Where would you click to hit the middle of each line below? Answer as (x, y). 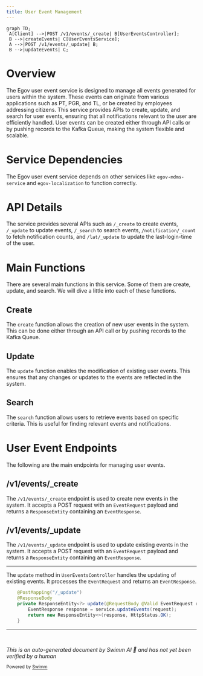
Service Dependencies (64, 159)
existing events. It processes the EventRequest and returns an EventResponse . (101, 582)
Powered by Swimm (27, 667)
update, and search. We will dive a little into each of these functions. (91, 291)
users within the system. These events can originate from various (88, 97)
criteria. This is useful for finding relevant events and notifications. (89, 423)
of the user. (21, 243)
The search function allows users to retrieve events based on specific (93, 417)
